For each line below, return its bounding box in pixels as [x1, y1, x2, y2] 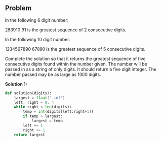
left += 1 [23, 123, 43, 128]
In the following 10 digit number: [5, 36, 71, 42]
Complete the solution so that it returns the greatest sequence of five [5, 56, 146, 62]
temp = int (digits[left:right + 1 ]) [23, 109, 94, 114]
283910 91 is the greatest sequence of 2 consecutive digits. [5, 27, 127, 33]
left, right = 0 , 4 [14, 100, 54, 105]
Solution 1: [5, 81, 27, 87]
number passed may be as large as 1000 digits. [5, 71, 101, 77]
